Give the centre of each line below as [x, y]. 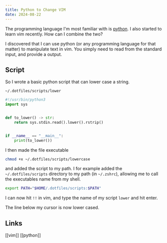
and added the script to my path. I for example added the [64, 169]
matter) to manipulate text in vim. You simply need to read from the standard [83, 49]
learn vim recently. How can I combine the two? [54, 34]
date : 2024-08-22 [23, 14]
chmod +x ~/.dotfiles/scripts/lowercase [48, 159]
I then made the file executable [37, 150]
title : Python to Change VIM [35, 10]
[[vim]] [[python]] [23, 236]
